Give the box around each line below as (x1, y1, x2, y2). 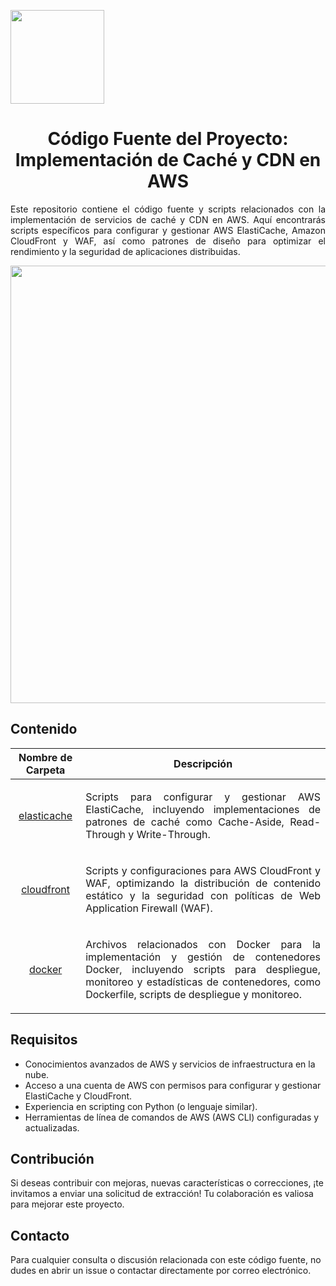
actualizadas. (24, 1121, 80, 1134)
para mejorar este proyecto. (10, 1198, 125, 1210)
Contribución (10, 1150, 95, 1167)
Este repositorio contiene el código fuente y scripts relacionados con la (10, 203, 326, 215)
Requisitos (10, 1031, 78, 1049)
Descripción (173, 756, 233, 770)
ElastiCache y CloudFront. (24, 1090, 133, 1102)
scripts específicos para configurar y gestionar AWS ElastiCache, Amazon (10, 224, 326, 236)
